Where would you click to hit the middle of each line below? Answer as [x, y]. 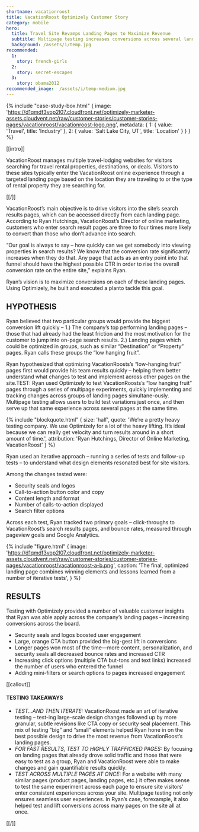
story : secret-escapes [45, 72]
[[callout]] [18, 684]
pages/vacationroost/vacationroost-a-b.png [60, 565]
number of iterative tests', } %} [44, 578]
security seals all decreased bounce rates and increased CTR [90, 654]
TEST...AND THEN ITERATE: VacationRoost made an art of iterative [96, 711]
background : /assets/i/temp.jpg [52, 45]
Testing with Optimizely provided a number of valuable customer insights [95, 611]
